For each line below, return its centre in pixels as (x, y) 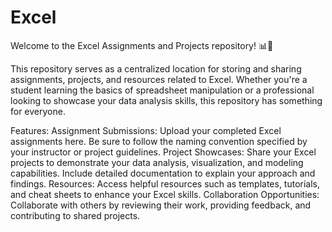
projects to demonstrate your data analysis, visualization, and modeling (157, 162)
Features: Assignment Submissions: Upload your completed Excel (146, 130)
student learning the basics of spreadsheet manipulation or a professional (162, 90)
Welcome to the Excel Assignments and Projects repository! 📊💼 (142, 45)
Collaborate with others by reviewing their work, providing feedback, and (161, 205)
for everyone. (38, 111)
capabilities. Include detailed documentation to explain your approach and (163, 173)
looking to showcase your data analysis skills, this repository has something (166, 100)
